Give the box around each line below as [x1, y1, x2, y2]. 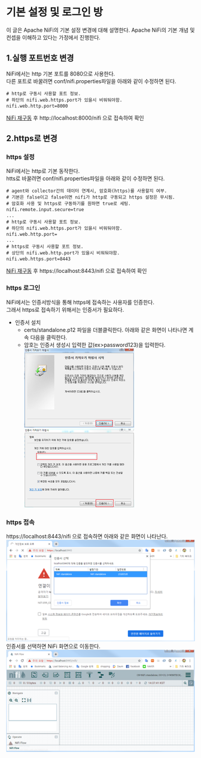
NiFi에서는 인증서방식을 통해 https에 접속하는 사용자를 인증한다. [6, 299, 154, 306]
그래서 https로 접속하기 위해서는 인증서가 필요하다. [6, 306, 124, 313]
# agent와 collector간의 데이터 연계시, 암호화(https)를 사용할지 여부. [6, 188, 167, 194]
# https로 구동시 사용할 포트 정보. [6, 243, 84, 250]
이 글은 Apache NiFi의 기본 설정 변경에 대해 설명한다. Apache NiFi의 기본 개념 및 [6, 26, 195, 34]
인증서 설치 [14, 318, 41, 326]
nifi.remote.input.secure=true [6, 207, 84, 213]
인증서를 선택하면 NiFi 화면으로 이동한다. [6, 643, 100, 650]
